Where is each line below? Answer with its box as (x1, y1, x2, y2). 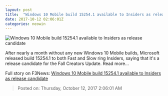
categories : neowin (5, 21, 46, 26)
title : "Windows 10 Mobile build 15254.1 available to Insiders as (5, 12, 151, 17)
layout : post (5, 7, 32, 12)
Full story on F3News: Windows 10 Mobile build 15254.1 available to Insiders (5, 70, 161, 76)
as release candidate (5, 75, 48, 81)
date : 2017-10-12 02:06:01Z (5, 16, 64, 21)
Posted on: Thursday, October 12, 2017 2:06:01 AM (17, 85, 122, 91)
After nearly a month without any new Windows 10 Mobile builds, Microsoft (5, 50, 160, 56)
